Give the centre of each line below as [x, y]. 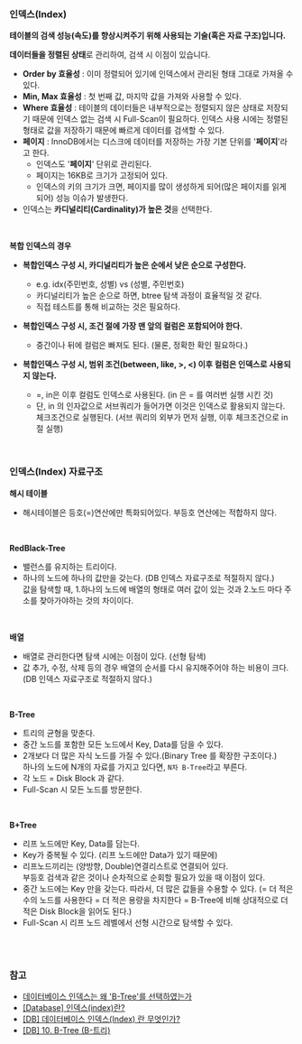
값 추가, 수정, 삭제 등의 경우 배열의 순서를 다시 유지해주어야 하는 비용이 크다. [156, 667]
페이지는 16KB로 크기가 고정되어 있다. [102, 176]
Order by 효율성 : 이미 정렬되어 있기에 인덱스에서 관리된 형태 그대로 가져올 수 [158, 74]
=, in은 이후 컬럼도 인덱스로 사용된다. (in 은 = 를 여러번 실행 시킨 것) [155, 395]
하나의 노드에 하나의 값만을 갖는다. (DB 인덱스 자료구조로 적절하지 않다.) [148, 577]
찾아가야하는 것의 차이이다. [86, 600]
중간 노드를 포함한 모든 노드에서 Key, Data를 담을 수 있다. [123, 744]
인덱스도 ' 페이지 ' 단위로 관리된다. [94, 164]
